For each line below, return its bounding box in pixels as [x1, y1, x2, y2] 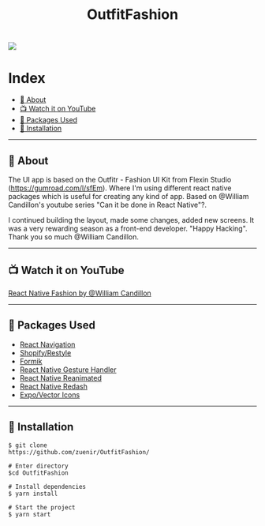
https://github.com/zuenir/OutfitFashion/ [8, 448, 150, 456]
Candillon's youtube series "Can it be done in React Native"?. [8, 200, 207, 210]
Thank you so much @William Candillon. [8, 232, 140, 242]
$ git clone [8, 441, 47, 449]
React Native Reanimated [19, 373, 103, 382]
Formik [19, 356, 43, 366]
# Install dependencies [8, 483, 87, 490]
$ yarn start [8, 510, 51, 518]
